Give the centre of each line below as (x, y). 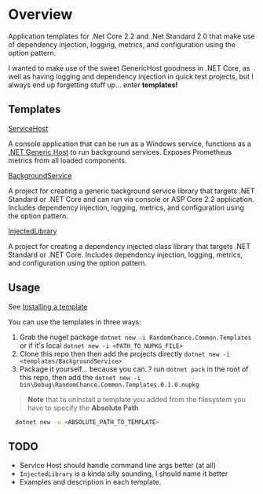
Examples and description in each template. (90, 482)
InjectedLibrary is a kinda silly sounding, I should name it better (124, 474)
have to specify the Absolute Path (83, 408)
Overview (40, 15)
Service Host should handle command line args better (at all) (118, 466)
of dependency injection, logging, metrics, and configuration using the (122, 44)
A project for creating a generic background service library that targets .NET (131, 191)
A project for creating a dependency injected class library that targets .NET (130, 246)
